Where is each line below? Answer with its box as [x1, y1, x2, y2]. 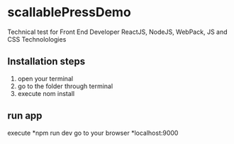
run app [7, 110, 43, 122]
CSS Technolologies [7, 35, 67, 43]
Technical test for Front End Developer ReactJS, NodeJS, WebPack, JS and [7, 28, 228, 36]
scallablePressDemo [7, 4, 131, 20]
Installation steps [7, 56, 86, 68]
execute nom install [17, 89, 75, 97]
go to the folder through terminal [17, 82, 113, 90]
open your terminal [17, 74, 73, 83]
